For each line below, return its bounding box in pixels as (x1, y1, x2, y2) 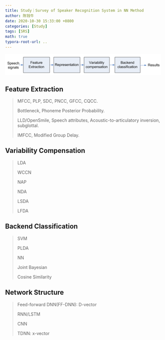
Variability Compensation (5, 146, 85, 155)
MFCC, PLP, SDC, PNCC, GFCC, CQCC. (17, 98, 98, 104)
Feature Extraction (5, 85, 63, 93)
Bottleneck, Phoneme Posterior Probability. (17, 108, 105, 114)
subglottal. (17, 123, 39, 129)
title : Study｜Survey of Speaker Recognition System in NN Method (5, 8, 144, 13)
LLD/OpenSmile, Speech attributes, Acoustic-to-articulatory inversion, (17, 117, 161, 124)
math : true (5, 34, 28, 39)
